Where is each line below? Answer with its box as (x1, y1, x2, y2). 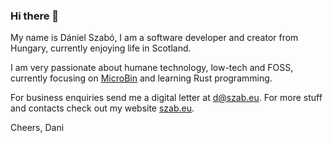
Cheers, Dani (10, 122, 65, 134)
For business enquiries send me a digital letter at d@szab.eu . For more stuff (10, 92, 323, 104)
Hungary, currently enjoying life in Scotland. (10, 42, 192, 54)
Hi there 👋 (10, 9, 60, 23)
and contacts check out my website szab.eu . (10, 102, 195, 114)
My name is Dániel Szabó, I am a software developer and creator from (10, 32, 299, 44)
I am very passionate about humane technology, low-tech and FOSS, (10, 62, 294, 74)
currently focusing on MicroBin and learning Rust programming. (10, 72, 273, 84)
